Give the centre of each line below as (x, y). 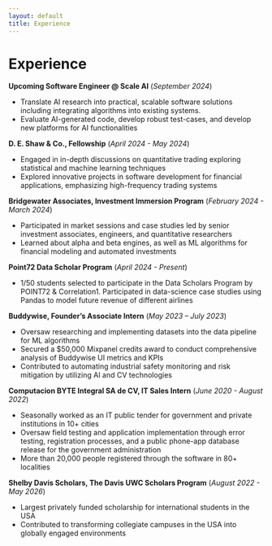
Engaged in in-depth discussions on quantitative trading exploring (130, 159)
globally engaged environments (73, 533)
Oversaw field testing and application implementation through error (132, 433)
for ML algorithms (50, 341)
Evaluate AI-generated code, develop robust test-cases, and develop (136, 120)
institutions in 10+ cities (59, 424)
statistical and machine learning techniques (93, 168)
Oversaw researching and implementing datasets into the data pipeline (138, 332)
